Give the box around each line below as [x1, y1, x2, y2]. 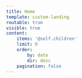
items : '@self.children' [16, 36, 77, 42]
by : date [27, 52, 49, 58]
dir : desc [27, 57, 51, 63]
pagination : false [16, 63, 61, 69]
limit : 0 [16, 42, 38, 48]
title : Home [6, 8, 35, 15]
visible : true [6, 25, 41, 31]
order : [16, 47, 33, 53]
